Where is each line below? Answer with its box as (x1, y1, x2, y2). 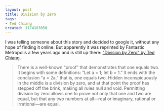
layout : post (5, 7, 32, 12)
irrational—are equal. (17, 101, 60, 107)
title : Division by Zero (5, 12, 56, 17)
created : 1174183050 (5, 26, 48, 31)
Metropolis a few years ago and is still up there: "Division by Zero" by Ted (5, 50, 155, 56)
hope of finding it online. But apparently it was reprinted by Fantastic (5, 44, 145, 50)
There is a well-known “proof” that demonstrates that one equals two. (17, 65, 160, 71)
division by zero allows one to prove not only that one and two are (17, 91, 152, 97)
